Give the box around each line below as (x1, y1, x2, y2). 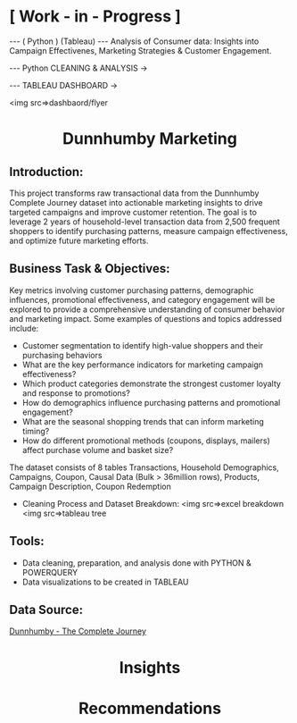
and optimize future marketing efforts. (9, 235, 149, 246)
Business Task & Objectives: (9, 261, 171, 276)
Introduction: (9, 164, 84, 180)
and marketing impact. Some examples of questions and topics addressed (9, 313, 283, 324)
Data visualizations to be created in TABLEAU (21, 576, 189, 587)
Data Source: (9, 601, 83, 618)
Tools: (9, 534, 45, 549)
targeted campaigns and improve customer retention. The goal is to (9, 206, 257, 217)
